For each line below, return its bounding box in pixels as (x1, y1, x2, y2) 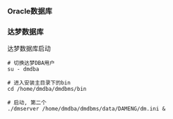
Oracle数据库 (7, 6, 53, 15)
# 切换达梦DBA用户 (7, 60, 55, 67)
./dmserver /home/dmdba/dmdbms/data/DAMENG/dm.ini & (7, 106, 166, 113)
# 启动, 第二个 (7, 99, 47, 106)
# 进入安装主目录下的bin (7, 80, 71, 87)
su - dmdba (7, 65, 40, 73)
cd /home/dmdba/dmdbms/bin (7, 86, 87, 93)
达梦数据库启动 (7, 44, 51, 53)
